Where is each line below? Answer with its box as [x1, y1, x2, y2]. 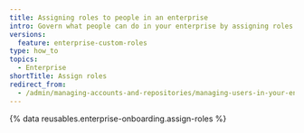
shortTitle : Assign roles [9, 72, 107, 81]
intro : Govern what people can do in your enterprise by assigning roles [9, 22, 294, 31]
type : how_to [9, 47, 59, 56]
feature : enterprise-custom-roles [17, 38, 147, 48]
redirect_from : [9, 80, 67, 89]
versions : [9, 30, 47, 39]
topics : [9, 55, 39, 64]
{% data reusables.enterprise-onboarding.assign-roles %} [9, 113, 227, 124]
